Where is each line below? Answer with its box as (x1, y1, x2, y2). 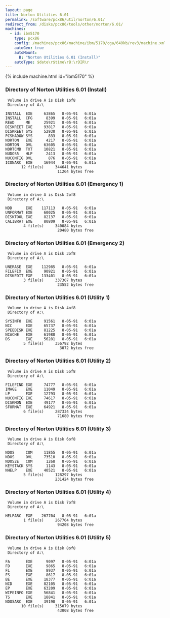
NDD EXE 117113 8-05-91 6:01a (5, 205, 96, 211)
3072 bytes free (59, 345, 94, 351)
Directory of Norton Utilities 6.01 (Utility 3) (5, 425, 111, 432)
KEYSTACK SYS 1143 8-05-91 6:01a (5, 463, 96, 468)
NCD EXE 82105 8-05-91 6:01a (5, 581, 96, 586)
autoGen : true (14, 45, 44, 50)
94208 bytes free (57, 522, 94, 527)
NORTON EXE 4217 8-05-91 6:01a (5, 138, 96, 143)
